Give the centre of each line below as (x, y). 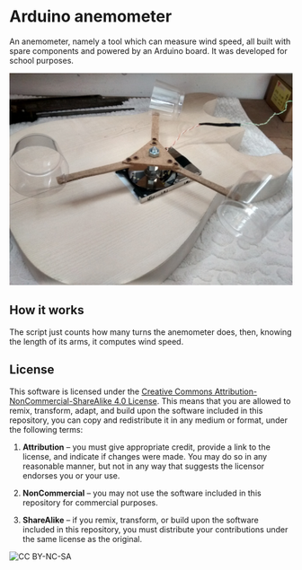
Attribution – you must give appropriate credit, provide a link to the (147, 447)
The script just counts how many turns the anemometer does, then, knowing (151, 332)
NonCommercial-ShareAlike (61, 400)
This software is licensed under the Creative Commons (111, 391)
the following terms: (46, 429)
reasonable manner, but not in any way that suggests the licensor (143, 466)
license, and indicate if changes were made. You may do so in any (145, 456)
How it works (47, 310)
